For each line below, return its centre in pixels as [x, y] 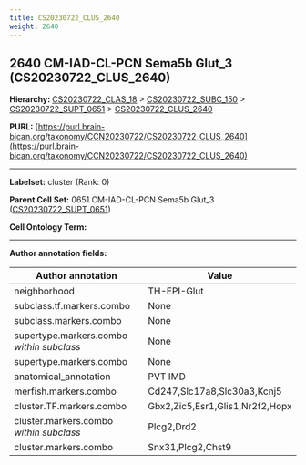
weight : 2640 [34, 26]
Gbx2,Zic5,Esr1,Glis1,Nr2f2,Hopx [220, 407]
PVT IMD [167, 377]
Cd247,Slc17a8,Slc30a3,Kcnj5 [215, 391]
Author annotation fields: [58, 253]
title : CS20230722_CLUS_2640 [65, 18]
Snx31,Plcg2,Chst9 [190, 448]
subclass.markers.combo [68, 321]
